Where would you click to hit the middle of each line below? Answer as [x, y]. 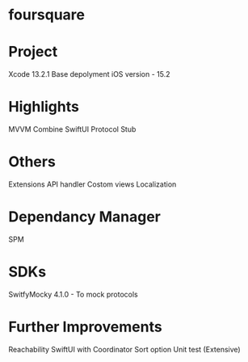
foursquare [46, 15]
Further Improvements [86, 327]
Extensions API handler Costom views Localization [92, 184]
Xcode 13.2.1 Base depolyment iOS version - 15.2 [90, 74]
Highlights [44, 107]
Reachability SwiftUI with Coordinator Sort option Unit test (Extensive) [124, 349]
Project [33, 52]
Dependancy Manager [85, 217]
